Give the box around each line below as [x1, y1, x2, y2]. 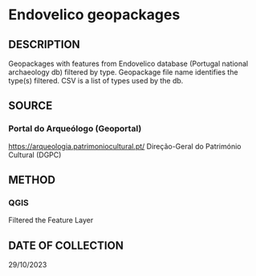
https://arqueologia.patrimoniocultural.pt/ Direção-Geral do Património [8, 141, 242, 151]
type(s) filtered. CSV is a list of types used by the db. [8, 76, 184, 85]
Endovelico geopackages [8, 6, 181, 24]
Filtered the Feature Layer [8, 215, 94, 225]
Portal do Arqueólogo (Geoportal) [8, 123, 142, 134]
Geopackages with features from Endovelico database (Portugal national [8, 59, 249, 68]
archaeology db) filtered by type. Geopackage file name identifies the [8, 67, 238, 77]
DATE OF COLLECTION [8, 238, 124, 252]
